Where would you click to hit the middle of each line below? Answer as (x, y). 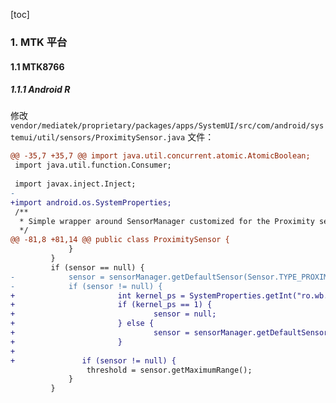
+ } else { (82, 324)
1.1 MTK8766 (37, 66)
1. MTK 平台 (39, 42)
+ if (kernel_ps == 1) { (111, 305)
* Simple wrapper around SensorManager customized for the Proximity (167, 221)
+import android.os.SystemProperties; (91, 202)
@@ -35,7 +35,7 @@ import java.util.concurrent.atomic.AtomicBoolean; (160, 156)
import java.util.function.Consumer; (93, 165)
